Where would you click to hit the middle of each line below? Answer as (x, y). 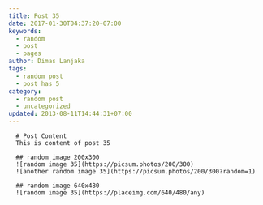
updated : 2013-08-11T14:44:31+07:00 (70, 114)
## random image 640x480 (58, 186)
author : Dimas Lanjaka (47, 62)
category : (25, 91)
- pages (29, 53)
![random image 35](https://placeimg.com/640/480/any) (110, 193)
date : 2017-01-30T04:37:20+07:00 (65, 23)
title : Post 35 (34, 16)
